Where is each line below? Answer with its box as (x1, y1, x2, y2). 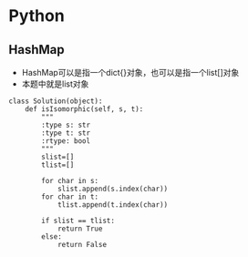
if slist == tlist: (41, 216, 116, 225)
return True (57, 224, 103, 233)
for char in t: (41, 192, 99, 201)
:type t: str (41, 128, 91, 138)
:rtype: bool (41, 137, 91, 146)
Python (8, 5, 65, 26)
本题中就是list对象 (21, 78, 89, 89)
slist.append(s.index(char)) (57, 184, 169, 193)
